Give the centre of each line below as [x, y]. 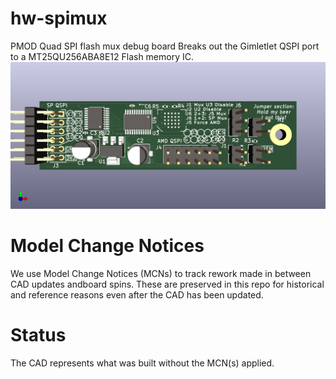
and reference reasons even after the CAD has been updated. [137, 294]
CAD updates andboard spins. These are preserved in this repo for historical [167, 284]
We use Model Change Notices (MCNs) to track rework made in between [161, 273]
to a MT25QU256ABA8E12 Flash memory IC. [102, 56]
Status [38, 334]
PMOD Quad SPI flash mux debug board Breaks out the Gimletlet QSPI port [165, 46]
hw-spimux [59, 18]
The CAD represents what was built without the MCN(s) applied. [142, 363]
